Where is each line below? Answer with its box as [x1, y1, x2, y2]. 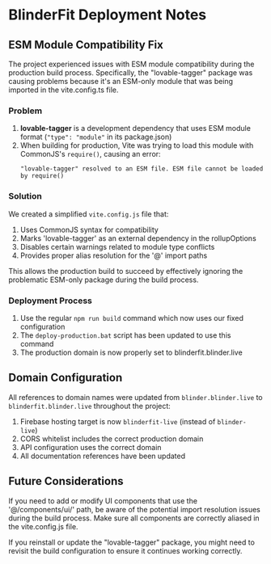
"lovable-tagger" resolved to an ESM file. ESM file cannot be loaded [19, 165, 264, 173]
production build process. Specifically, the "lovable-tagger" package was [8, 68, 253, 78]
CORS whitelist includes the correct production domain [19, 434, 204, 444]
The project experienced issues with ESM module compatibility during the [8, 59, 255, 69]
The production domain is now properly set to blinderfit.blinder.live [19, 347, 243, 357]
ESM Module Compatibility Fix [8, 38, 163, 52]
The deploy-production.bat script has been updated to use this [19, 330, 231, 340]
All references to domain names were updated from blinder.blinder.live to [8, 392, 263, 402]
